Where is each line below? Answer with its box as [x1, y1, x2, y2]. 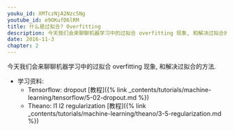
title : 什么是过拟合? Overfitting [7, 23, 101, 30]
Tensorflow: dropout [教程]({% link [27, 86, 127, 94]
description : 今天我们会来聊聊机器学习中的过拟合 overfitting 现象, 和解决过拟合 [7, 29, 224, 37]
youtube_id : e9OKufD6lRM [7, 17, 79, 24]
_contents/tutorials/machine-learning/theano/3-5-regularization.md [27, 110, 221, 118]
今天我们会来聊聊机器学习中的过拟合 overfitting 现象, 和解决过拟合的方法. [7, 62, 217, 70]
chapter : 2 [7, 42, 39, 49]
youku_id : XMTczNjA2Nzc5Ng [7, 10, 86, 17]
